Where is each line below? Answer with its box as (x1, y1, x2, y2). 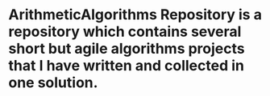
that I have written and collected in (8, 57, 244, 75)
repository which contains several (8, 22, 242, 41)
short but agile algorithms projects (8, 40, 245, 58)
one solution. (8, 74, 98, 92)
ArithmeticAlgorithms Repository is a (8, 6, 262, 24)
